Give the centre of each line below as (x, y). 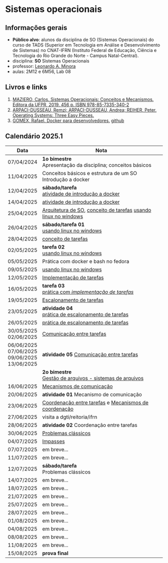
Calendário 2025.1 (34, 136)
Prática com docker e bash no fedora (86, 261)
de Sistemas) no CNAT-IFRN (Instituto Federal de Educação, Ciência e (84, 50)
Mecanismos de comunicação (77, 386)
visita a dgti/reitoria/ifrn (70, 417)
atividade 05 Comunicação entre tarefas (90, 354)
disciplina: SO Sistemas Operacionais (51, 61)
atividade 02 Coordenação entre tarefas (90, 425)
